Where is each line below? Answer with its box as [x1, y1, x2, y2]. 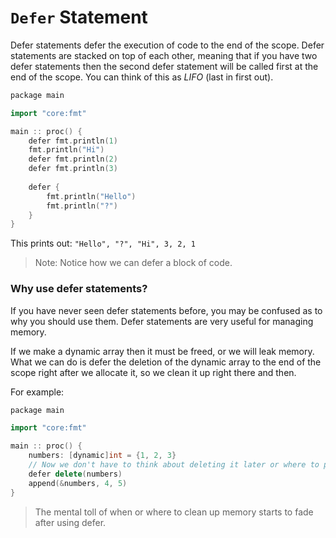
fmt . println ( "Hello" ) [46, 191, 137, 201]
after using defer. [34, 516, 107, 528]
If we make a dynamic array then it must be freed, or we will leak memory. [10, 345, 315, 357]
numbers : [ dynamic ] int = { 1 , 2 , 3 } [28, 451, 177, 461]
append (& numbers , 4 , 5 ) [28, 478, 128, 488]
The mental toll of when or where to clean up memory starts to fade [34, 506, 314, 518]
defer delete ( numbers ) [28, 469, 123, 479]
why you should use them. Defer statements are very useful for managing [10, 315, 314, 327]
